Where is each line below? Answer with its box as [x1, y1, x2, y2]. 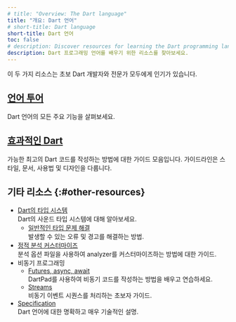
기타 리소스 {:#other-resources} [7, 186, 145, 198]
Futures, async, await [27, 266, 90, 275]
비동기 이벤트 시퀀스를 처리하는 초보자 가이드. [27, 291, 152, 300]
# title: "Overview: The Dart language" [7, 10, 128, 18]
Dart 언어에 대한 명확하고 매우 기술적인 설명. [17, 307, 139, 316]
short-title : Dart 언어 [7, 30, 74, 37]
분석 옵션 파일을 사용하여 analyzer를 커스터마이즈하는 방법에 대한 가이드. [17, 250, 217, 259]
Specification [17, 300, 56, 308]
